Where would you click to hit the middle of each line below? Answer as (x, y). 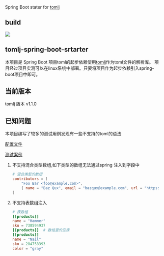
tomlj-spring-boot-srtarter (47, 49)
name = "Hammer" (29, 221)
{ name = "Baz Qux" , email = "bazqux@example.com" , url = (82, 188)
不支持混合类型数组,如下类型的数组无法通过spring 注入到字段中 (76, 165)
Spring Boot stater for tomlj (32, 7)
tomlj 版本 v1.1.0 (21, 104)
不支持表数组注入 (29, 202)
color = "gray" (28, 248)
